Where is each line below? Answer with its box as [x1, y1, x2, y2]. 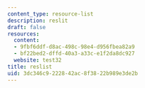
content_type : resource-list [7, 10, 94, 18]
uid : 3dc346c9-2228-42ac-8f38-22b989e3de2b [7, 70, 139, 77]
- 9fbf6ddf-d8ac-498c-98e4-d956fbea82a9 [14, 43, 135, 50]
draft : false [7, 23, 46, 31]
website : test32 [14, 57, 62, 64]
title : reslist [7, 63, 53, 70]
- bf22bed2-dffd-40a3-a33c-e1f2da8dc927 [14, 50, 135, 57]
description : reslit [7, 17, 69, 24]
